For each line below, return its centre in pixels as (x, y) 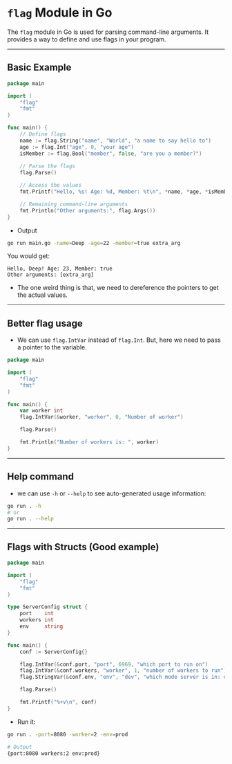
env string (41, 627)
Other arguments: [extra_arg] (51, 275)
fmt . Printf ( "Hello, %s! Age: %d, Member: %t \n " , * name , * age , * (114, 192)
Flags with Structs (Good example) (83, 547)
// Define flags (43, 134)
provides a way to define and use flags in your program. (87, 39)
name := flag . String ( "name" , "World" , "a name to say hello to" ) (116, 140)
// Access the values (50, 185)
